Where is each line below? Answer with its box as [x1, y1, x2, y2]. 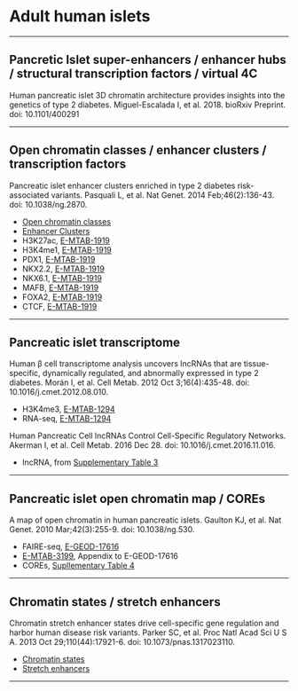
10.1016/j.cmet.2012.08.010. [9, 387, 109, 397]
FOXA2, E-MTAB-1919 [21, 291, 103, 302]
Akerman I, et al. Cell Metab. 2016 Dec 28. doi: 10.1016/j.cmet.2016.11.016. [9, 440, 277, 451]
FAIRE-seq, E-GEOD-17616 [21, 541, 120, 552]
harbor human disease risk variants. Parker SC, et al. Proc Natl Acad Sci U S [9, 627, 287, 638]
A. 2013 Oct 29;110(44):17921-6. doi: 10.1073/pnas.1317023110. [9, 637, 236, 647]
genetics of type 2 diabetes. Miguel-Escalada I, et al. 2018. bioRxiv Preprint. [9, 99, 286, 110]
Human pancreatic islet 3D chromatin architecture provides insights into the [9, 90, 286, 100]
